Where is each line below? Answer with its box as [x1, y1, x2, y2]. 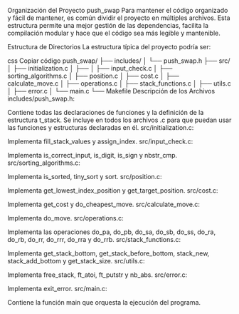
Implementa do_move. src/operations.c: [7, 214, 124, 222]
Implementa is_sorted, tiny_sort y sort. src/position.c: [7, 173, 162, 181]
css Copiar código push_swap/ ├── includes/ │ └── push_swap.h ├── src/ [7, 56, 230, 65]
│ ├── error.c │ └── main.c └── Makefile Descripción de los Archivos [7, 87, 216, 95]
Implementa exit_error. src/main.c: [7, 285, 107, 293]
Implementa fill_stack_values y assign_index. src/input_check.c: [7, 137, 193, 146]
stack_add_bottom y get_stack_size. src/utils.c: [7, 257, 145, 265]
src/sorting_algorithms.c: [7, 158, 80, 167]
